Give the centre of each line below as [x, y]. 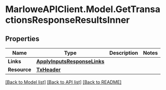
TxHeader [48, 70]
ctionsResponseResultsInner [68, 20]
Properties [22, 39]
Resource [20, 70]
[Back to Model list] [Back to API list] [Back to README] [63, 82]
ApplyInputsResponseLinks [70, 61]
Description [124, 53]
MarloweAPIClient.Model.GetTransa [83, 9]
